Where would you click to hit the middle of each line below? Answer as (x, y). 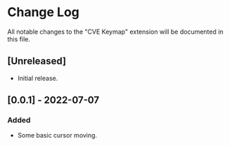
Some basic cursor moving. (57, 135)
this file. (19, 39)
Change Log (43, 12)
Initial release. (38, 78)
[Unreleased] (37, 61)
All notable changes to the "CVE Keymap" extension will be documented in (115, 32)
